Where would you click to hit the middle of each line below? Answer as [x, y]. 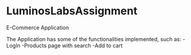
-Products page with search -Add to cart [72, 45]
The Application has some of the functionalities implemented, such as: [94, 39]
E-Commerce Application [38, 27]
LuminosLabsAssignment [72, 11]
